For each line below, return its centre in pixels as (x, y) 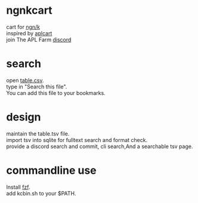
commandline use (51, 170)
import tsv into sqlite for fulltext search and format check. (77, 140)
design (24, 117)
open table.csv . (25, 80)
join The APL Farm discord (39, 39)
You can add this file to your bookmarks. (56, 93)
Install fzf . (18, 187)
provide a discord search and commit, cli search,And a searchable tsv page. (100, 146)
